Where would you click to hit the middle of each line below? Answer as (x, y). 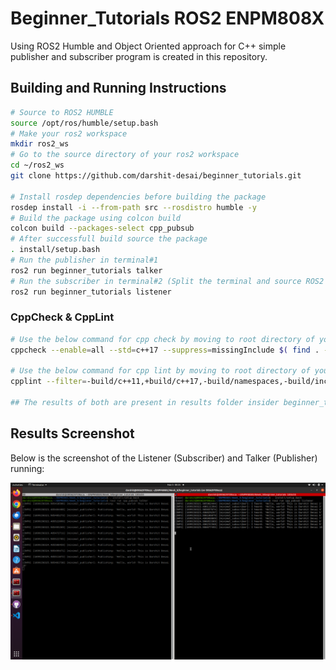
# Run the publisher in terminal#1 (84, 260)
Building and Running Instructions (118, 88)
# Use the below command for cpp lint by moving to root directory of (160, 371)
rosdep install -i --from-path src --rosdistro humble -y (133, 207)
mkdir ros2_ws (40, 144)
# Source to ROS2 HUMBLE (62, 112)
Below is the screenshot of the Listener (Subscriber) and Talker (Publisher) (164, 458)
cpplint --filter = (48, 382)
